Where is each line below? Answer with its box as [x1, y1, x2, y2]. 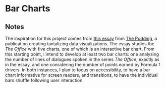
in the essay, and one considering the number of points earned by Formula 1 [5, 62, 161, 67]
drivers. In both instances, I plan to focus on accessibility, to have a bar [5, 67, 150, 73]
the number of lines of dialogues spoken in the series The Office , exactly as [5, 57, 160, 62]
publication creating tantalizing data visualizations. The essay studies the [5, 41, 155, 47]
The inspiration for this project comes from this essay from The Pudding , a [5, 35, 157, 41]
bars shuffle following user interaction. [5, 77, 84, 83]
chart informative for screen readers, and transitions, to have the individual [5, 72, 158, 78]
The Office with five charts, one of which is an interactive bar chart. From [5, 46, 155, 52]
